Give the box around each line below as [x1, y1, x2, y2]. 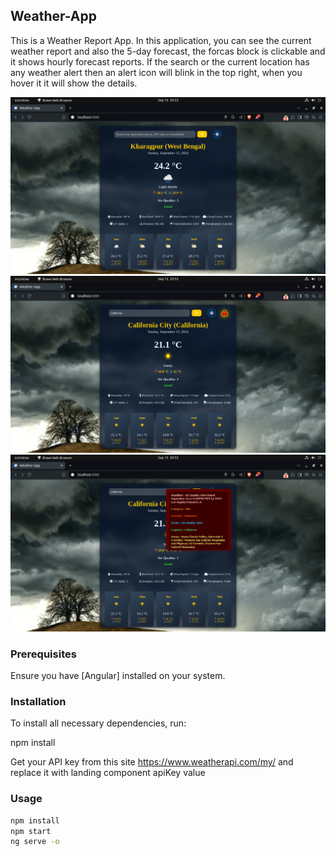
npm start [10, 826, 52, 836]
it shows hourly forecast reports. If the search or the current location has [10, 55, 310, 68]
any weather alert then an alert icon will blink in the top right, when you [10, 66, 303, 78]
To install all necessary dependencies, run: [10, 717, 187, 729]
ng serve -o [10, 837, 60, 847]
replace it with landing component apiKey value [10, 767, 206, 779]
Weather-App [10, 8, 98, 25]
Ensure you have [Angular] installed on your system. [10, 670, 226, 682]
